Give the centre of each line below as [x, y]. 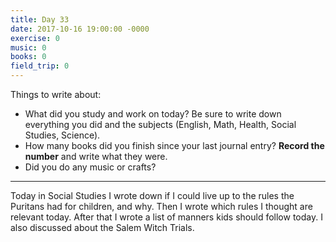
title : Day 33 [40, 19]
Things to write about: [56, 94]
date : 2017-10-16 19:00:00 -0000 [80, 29]
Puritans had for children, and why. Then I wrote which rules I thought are [161, 206]
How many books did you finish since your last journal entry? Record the [174, 145]
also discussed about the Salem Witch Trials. [102, 227]
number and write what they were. [96, 156]
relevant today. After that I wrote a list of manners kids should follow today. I [166, 217]
